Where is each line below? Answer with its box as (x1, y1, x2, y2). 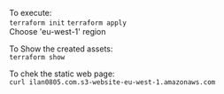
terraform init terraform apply (9, 19, 127, 27)
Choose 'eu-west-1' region (9, 27, 106, 36)
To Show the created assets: (9, 43, 113, 54)
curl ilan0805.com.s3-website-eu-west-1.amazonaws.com (9, 78, 216, 87)
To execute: (9, 8, 52, 18)
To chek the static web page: (9, 68, 115, 79)
